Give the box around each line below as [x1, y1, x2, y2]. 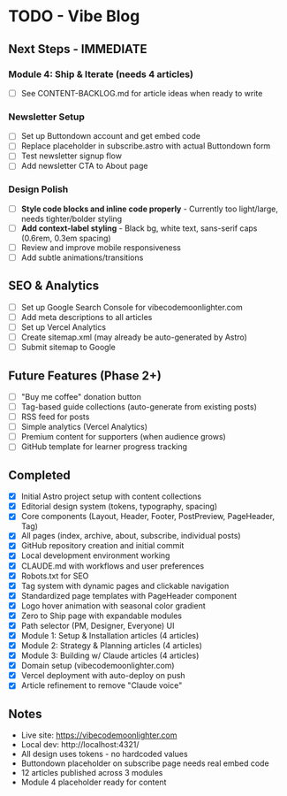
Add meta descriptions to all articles [20, 311, 153, 322]
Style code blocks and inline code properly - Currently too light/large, [20, 203, 279, 214]
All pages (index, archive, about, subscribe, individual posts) [20, 531, 241, 541]
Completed [8, 467, 72, 483]
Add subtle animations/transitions [20, 252, 144, 263]
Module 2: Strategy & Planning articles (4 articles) [20, 640, 202, 651]
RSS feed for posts [20, 411, 90, 422]
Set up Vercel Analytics [20, 321, 107, 333]
